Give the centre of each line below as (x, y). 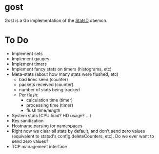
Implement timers (29, 64)
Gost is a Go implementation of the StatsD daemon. (56, 20)
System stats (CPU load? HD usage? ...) (51, 115)
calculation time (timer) (50, 100)
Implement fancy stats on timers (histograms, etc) (61, 69)
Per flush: (29, 95)
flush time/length (43, 110)
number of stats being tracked (49, 89)
